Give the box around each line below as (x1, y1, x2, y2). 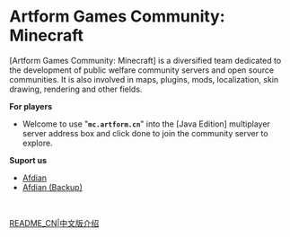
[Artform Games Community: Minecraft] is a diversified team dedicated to (9, 55, 282, 66)
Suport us (9, 154, 48, 165)
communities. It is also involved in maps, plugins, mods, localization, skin (9, 74, 279, 84)
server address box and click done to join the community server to (22, 127, 268, 138)
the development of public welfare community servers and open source (9, 65, 275, 75)
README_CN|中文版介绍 (9, 217, 100, 228)
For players (9, 101, 52, 111)
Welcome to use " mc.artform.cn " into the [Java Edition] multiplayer (22, 118, 271, 129)
